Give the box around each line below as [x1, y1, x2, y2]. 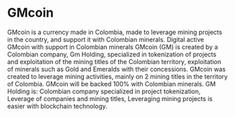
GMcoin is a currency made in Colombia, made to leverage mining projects [7, 28, 222, 36]
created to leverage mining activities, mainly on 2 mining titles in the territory [7, 72, 228, 81]
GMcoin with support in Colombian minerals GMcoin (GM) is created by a [7, 42, 218, 51]
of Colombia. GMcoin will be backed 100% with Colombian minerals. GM [7, 79, 216, 88]
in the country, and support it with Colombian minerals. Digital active [7, 35, 204, 43]
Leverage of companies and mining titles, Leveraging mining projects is [7, 94, 213, 102]
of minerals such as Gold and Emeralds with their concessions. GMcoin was [7, 65, 226, 73]
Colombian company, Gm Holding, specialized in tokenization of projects [7, 50, 217, 58]
